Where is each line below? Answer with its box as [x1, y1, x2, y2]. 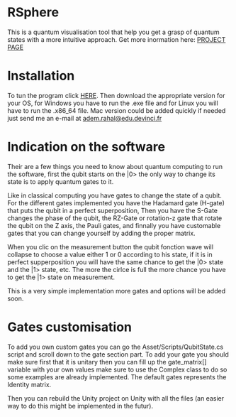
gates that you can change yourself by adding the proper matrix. [7, 229, 196, 237]
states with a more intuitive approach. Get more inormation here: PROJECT [7, 35, 226, 43]
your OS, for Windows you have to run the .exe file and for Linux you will [7, 99, 218, 107]
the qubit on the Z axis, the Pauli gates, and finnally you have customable [7, 221, 221, 229]
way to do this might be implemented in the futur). [7, 401, 154, 410]
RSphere [7, 4, 59, 21]
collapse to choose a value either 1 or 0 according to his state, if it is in [7, 250, 213, 259]
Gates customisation [7, 319, 133, 335]
